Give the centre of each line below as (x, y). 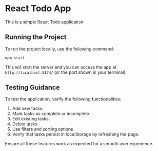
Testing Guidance (32, 88)
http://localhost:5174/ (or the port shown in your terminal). (66, 72)
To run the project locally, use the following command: (60, 49)
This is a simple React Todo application (44, 22)
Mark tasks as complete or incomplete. (51, 114)
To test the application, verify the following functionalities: (63, 99)
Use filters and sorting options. (43, 129)
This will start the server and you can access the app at (61, 67)
